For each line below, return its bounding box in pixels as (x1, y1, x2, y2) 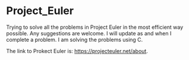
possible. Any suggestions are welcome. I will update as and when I (6, 29, 172, 36)
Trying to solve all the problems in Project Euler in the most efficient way (6, 24, 184, 31)
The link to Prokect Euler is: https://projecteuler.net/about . (6, 47, 149, 54)
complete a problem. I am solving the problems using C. (6, 36, 143, 43)
